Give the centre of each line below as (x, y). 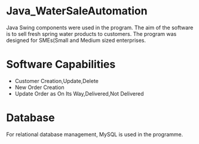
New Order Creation (39, 87)
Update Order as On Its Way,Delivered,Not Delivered (79, 93)
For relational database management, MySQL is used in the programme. (95, 134)
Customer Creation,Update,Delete (56, 81)
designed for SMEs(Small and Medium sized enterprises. (76, 40)
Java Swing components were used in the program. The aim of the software (100, 27)
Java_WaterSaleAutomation (77, 11)
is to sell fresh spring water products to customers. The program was (91, 33)
